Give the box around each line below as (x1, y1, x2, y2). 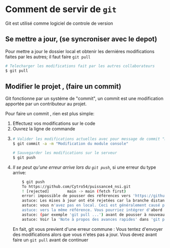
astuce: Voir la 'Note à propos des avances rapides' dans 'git (22, 217, 160, 222)
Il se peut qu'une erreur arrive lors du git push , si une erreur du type (12, 164, 156, 170)
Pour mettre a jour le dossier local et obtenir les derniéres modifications (5, 48, 155, 54)
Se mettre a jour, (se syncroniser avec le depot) (5, 35, 157, 43)
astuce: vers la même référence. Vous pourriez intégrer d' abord (22, 208, 163, 213)
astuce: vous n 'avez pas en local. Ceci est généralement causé (22, 203, 160, 208)
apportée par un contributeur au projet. (5, 101, 87, 107)
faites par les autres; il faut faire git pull (5, 54, 91, 60)
